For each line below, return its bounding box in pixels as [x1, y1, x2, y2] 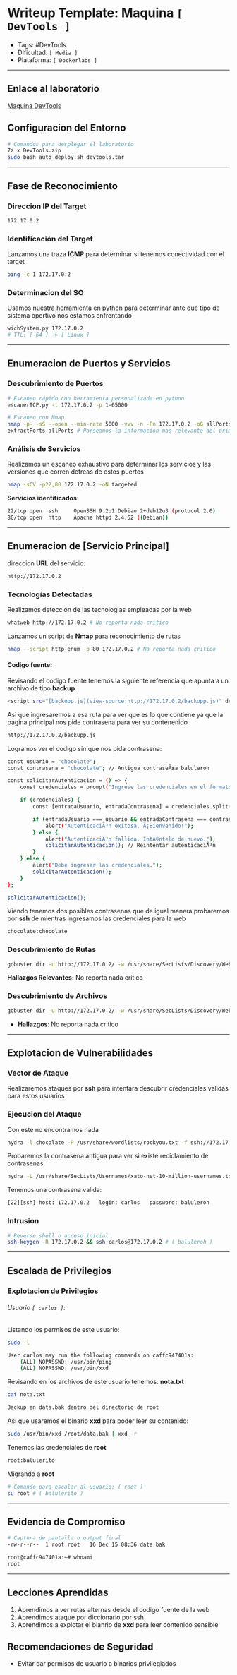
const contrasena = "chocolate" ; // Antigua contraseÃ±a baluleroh [7, 764, 210, 772]
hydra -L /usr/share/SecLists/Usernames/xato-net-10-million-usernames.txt [7, 1173, 235, 1180]
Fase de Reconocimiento [7, 180, 119, 192]
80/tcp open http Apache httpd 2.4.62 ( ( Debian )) [7, 514, 169, 522]
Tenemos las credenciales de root [7, 1443, 107, 1451]
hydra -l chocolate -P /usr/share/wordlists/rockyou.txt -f [7, 1139, 188, 1146]
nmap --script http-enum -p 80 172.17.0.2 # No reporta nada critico [7, 645, 217, 652]
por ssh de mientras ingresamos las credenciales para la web [7, 914, 186, 923]
